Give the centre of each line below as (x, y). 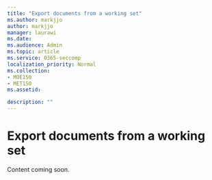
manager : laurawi (32, 33)
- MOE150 (19, 77)
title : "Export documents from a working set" (75, 13)
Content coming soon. (38, 169)
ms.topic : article (33, 52)
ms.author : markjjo (35, 20)
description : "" (30, 102)
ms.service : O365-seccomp (44, 58)
